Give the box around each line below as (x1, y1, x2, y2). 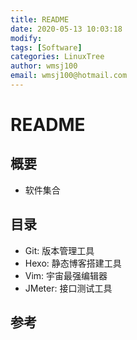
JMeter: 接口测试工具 (24, 282, 113, 294)
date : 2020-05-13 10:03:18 (10, 24, 123, 34)
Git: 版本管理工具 (24, 244, 95, 256)
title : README (10, 14, 70, 25)
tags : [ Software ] (10, 42, 83, 53)
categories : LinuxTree (10, 52, 105, 62)
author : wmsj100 (10, 61, 78, 71)
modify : (10, 33, 43, 43)
